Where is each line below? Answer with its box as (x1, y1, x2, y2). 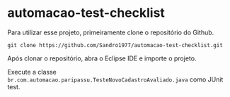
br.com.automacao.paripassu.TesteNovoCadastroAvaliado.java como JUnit (7, 75, 224, 84)
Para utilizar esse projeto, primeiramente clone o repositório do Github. (7, 28, 214, 37)
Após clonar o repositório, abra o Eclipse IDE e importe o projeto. (7, 54, 197, 63)
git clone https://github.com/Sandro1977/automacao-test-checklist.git (7, 41, 223, 48)
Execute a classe (7, 67, 57, 76)
